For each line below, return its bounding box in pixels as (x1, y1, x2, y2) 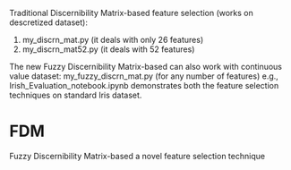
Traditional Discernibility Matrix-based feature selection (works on (9, 8, 253, 18)
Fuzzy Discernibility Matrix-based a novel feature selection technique (9, 150, 266, 161)
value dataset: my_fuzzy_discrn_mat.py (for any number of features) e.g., (9, 71, 279, 81)
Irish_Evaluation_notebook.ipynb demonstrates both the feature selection (9, 81, 279, 90)
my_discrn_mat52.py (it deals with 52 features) (21, 44, 195, 55)
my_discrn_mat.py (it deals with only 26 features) (21, 35, 204, 45)
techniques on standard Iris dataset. (9, 89, 142, 100)
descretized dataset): (9, 17, 88, 28)
